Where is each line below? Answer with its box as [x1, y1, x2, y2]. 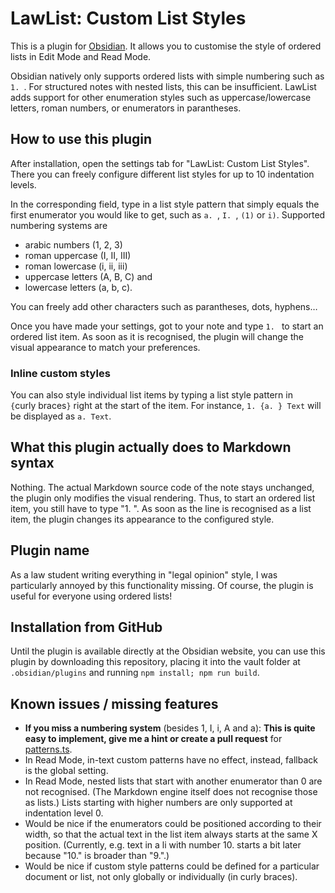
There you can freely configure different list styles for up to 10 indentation [10, 168, 315, 180]
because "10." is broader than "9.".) [24, 850, 170, 862]
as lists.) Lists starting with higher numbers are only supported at [24, 797, 293, 809]
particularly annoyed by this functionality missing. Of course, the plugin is [10, 579, 314, 591]
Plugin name [10, 542, 90, 559]
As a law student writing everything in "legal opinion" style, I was [10, 568, 278, 581]
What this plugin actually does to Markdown [10, 439, 292, 456]
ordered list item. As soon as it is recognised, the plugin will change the [10, 330, 304, 342]
